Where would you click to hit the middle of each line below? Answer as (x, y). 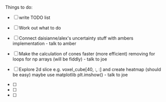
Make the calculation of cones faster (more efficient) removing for (87, 54)
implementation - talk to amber (44, 43)
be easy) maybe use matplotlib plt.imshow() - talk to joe (70, 75)
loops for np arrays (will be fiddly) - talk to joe (60, 59)
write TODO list (35, 17)
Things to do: (19, 7)
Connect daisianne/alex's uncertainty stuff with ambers (76, 38)
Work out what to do (40, 28)
